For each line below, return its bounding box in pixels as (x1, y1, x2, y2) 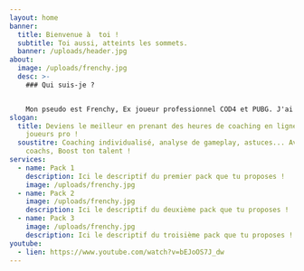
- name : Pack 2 (17, 189, 75, 198)
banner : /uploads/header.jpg (17, 47, 128, 56)
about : (9, 55, 34, 64)
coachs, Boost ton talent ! (25, 146, 131, 156)
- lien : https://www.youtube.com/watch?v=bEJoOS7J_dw (17, 248, 224, 257)
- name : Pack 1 (17, 164, 75, 173)
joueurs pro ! (25, 130, 79, 139)
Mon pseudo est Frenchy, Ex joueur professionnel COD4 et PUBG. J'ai (25, 105, 294, 114)
